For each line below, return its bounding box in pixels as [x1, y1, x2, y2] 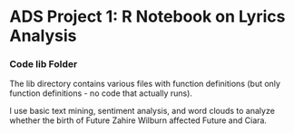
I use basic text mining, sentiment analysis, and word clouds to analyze [9, 106, 275, 117]
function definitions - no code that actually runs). [9, 88, 193, 99]
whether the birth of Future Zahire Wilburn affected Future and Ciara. [9, 115, 268, 126]
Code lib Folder [9, 58, 78, 71]
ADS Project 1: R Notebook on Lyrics [9, 6, 286, 27]
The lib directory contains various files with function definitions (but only [9, 79, 281, 90]
